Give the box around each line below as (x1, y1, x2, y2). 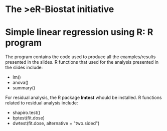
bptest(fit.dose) (12, 115, 45, 121)
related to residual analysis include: (5, 100, 78, 106)
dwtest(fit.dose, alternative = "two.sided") (12, 120, 100, 126)
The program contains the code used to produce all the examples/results (5, 54, 156, 60)
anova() (12, 79, 29, 86)
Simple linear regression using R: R (5, 27, 153, 38)
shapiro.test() (12, 109, 41, 116)
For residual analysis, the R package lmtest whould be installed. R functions (5, 94, 162, 101)
